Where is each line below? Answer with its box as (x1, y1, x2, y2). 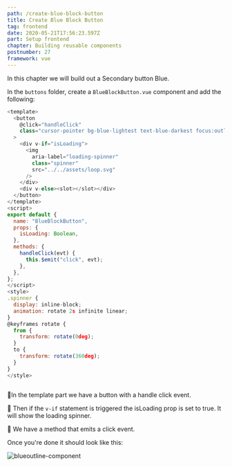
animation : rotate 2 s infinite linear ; (13, 307, 128, 315)
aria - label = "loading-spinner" (32, 153, 119, 160)
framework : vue (7, 55, 51, 62)
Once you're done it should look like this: (7, 438, 123, 446)
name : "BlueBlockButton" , (13, 217, 88, 225)
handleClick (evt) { (19, 250, 76, 257)
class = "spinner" (32, 160, 79, 167)
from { (13, 327, 32, 334)
